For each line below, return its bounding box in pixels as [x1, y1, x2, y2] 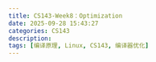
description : [8, 34, 52, 43]
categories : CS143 [8, 27, 70, 35]
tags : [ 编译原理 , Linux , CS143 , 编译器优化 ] [8, 42, 149, 50]
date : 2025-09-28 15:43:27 [8, 19, 99, 27]
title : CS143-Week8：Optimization [8, 11, 123, 20]
